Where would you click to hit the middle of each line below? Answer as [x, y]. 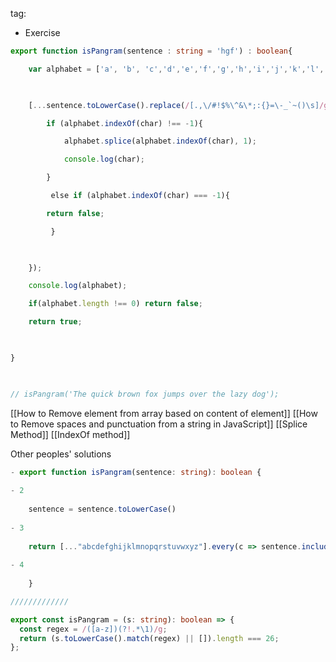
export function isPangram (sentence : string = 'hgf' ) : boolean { [151, 51]
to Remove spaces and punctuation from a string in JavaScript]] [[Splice [159, 424]
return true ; [55, 322]
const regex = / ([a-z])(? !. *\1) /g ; [93, 629]
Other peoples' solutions [61, 454]
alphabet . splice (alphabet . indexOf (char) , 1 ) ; [160, 141]
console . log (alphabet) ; [78, 286]
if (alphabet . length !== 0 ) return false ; [115, 304]
